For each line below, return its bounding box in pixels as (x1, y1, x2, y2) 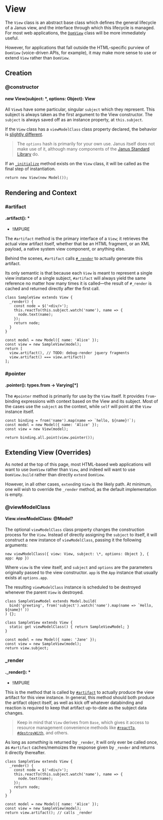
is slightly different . (5, 132, 44, 137)
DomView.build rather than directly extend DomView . (5, 471, 105, 477)
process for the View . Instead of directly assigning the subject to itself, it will (5, 532, 157, 538)
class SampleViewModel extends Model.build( (5, 599, 97, 604)
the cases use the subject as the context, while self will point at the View (5, 404, 152, 410)
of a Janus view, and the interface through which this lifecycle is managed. (5, 24, 155, 30)
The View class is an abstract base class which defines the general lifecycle (5, 20, 157, 25)
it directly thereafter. (5, 750, 46, 756)
